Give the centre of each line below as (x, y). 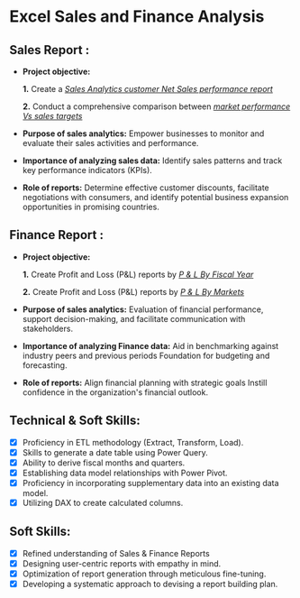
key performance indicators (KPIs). (87, 170)
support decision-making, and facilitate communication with (134, 318)
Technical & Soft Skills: (75, 421)
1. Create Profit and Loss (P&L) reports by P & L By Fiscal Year (138, 274)
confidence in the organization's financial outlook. (115, 392)
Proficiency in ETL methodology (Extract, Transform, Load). (133, 442)
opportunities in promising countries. (91, 207)
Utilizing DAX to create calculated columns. (103, 502)
